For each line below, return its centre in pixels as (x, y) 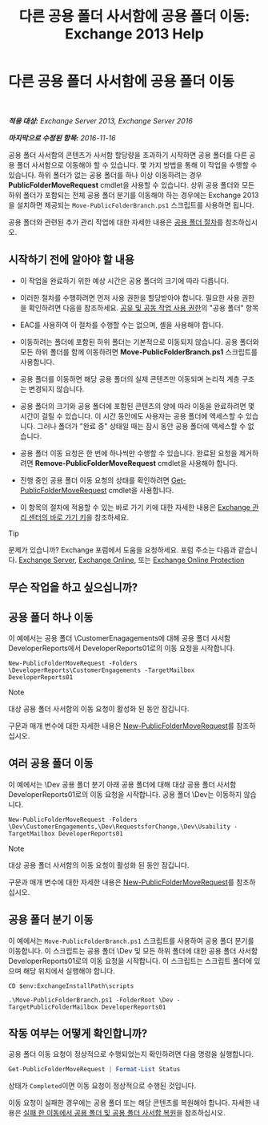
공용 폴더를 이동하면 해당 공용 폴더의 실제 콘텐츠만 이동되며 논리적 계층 (130, 378)
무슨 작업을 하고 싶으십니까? (73, 587)
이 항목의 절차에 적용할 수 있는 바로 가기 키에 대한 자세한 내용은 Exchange (135, 507)
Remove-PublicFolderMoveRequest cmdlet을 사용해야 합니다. (136, 463)
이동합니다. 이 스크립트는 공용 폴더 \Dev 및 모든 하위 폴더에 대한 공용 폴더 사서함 (133, 950)
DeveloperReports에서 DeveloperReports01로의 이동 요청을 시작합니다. (122, 648)
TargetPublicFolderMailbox (53, 1007)
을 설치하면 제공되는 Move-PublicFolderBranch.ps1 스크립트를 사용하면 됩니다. (131, 204)
